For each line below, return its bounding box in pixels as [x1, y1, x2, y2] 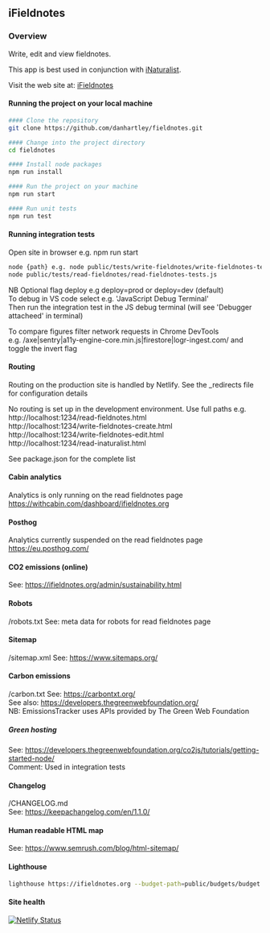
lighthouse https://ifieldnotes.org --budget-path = [8, 880, 185, 888]
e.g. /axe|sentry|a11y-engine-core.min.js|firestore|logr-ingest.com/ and [8, 334, 243, 345]
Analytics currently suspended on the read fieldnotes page [8, 535, 203, 545]
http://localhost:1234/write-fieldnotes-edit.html [8, 429, 165, 439]
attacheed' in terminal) [8, 310, 84, 321]
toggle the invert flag [8, 343, 78, 353]
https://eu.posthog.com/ [8, 544, 89, 554]
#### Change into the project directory [8, 139, 146, 147]
